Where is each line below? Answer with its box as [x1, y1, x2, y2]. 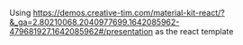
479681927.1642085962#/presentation [9, 26, 154, 36]
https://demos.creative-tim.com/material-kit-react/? [32, 8, 225, 18]
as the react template [155, 26, 234, 36]
